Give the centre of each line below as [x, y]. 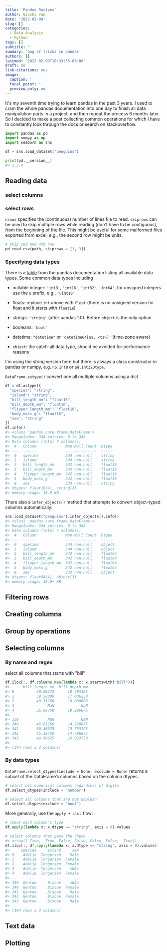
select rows [19, 208]
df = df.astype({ [23, 386]
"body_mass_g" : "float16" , [38, 414]
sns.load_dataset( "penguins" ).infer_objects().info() [62, 517]
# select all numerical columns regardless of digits [62, 785]
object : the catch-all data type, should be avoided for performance [81, 347]
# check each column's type [34, 823]
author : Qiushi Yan [25, 14]
